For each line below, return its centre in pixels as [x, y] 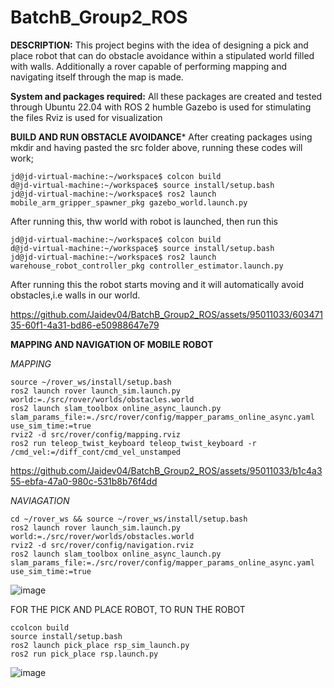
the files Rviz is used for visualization [86, 117]
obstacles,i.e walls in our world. [75, 295]
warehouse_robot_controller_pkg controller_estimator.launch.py [147, 266]
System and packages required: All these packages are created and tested [166, 96]
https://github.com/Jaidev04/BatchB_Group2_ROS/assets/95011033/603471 [167, 314]
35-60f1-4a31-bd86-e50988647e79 [85, 325]
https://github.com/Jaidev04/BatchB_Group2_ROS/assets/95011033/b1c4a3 [166, 470]
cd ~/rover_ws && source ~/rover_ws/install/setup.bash [129, 519]
